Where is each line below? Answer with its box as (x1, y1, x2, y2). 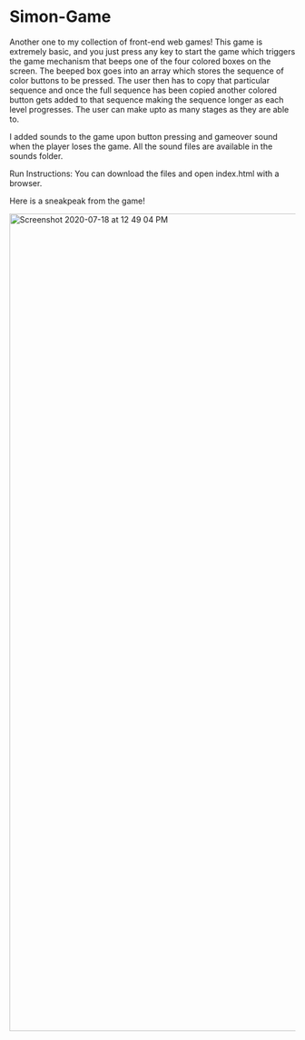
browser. (9, 177, 43, 188)
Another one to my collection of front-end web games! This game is (9, 36, 263, 47)
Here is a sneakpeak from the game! (9, 195, 145, 206)
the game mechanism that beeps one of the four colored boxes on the (9, 55, 271, 66)
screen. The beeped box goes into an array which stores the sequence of (9, 65, 284, 76)
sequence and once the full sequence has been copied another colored (9, 84, 277, 95)
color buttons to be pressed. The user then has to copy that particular (9, 74, 271, 85)
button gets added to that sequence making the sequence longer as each (9, 94, 284, 105)
